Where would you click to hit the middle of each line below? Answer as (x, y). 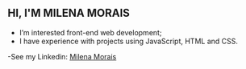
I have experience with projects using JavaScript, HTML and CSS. (129, 41)
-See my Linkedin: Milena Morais (62, 56)
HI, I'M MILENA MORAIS (69, 13)
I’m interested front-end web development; (90, 32)
